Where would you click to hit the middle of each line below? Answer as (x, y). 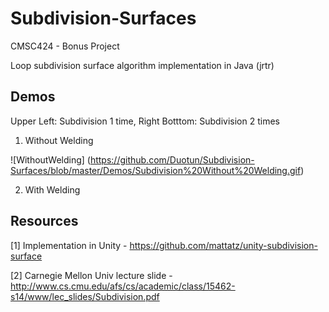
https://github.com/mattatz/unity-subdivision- (223, 245)
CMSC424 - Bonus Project (65, 46)
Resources (44, 221)
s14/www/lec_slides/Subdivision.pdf (85, 296)
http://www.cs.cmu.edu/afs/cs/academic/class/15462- (123, 286)
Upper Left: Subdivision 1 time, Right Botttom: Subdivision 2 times (145, 121)
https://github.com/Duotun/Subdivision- (172, 159)
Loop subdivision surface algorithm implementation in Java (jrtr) (142, 65)
